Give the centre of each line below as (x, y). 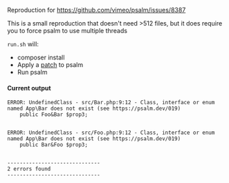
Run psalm (32, 72)
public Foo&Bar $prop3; (54, 115)
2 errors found (29, 169)
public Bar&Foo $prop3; (54, 145)
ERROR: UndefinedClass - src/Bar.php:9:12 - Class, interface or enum (111, 103)
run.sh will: (23, 44)
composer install (41, 57)
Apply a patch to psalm (50, 65)
